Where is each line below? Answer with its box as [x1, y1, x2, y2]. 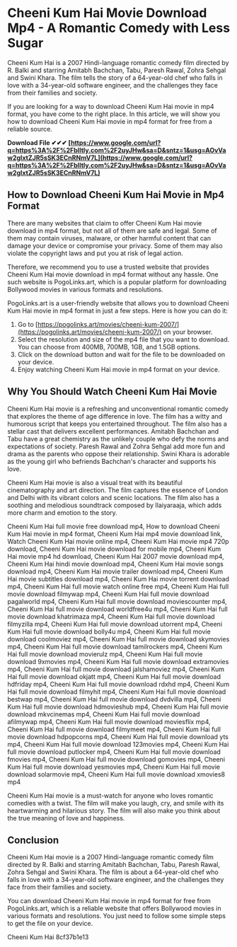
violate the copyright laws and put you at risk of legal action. [7, 249, 183, 257]
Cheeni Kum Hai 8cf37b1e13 [7, 933, 89, 941]
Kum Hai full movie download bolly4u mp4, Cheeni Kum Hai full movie [7, 627, 211, 636]
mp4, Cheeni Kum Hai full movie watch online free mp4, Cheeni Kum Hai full [7, 582, 229, 591]
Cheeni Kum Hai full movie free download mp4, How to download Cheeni [7, 522, 220, 530]
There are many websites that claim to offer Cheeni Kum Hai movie [7, 219, 202, 227]
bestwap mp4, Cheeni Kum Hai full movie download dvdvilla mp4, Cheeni [7, 695, 221, 703]
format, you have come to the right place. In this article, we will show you [7, 110, 221, 118]
